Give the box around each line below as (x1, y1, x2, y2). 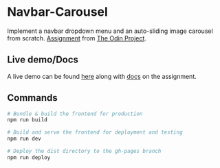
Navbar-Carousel (7, 4, 108, 20)
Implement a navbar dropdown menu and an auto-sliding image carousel (7, 27, 213, 35)
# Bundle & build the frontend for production (7, 110, 143, 117)
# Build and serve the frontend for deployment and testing (7, 129, 184, 136)
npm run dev (7, 135, 41, 143)
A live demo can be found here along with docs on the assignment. (7, 72, 197, 80)
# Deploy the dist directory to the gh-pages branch (7, 148, 162, 155)
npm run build (7, 117, 48, 123)
